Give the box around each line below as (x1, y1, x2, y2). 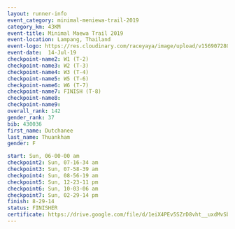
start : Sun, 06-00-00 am (7, 153, 80, 160)
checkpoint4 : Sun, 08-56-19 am (7, 172, 99, 179)
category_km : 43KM (7, 23, 61, 30)
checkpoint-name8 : (7, 95, 61, 102)
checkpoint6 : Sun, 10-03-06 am (7, 185, 99, 192)
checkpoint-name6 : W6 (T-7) (7, 82, 90, 89)
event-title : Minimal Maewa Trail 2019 (7, 29, 124, 37)
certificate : (7, 211, 45, 219)
